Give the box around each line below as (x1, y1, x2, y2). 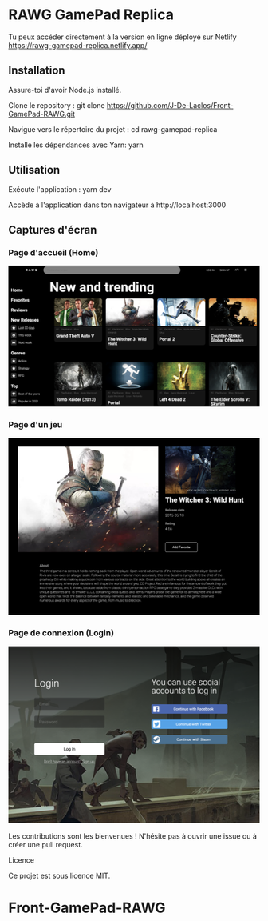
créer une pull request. (8, 839, 84, 849)
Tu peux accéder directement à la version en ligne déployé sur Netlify (8, 32, 237, 42)
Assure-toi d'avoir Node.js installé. (8, 85, 122, 94)
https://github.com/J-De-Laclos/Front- (106, 100, 234, 110)
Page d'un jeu (8, 419, 63, 430)
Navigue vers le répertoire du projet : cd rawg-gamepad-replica (8, 124, 218, 134)
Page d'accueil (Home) (8, 246, 99, 258)
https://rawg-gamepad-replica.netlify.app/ (8, 40, 148, 50)
